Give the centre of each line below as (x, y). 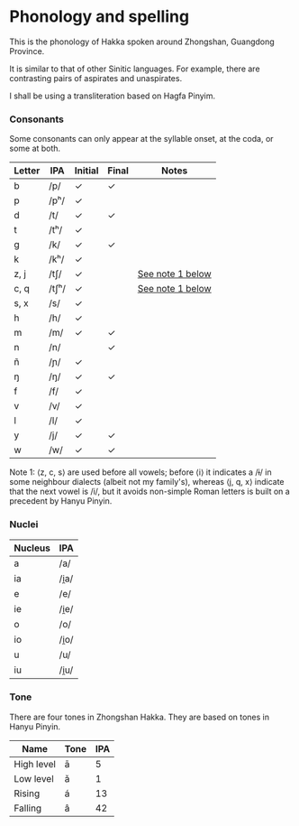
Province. (27, 51)
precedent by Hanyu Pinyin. (61, 501)
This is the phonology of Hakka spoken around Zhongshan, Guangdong (142, 42)
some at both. (35, 148)
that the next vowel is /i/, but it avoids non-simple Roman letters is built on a (149, 492)
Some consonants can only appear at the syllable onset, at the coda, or (141, 139)
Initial (86, 171)
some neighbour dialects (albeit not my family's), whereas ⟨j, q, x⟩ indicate (147, 482)
